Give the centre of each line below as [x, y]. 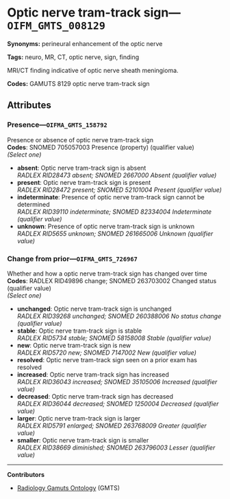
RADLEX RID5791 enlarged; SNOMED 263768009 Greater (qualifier [112, 425]
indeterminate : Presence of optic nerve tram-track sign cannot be [111, 197]
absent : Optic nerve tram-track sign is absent [81, 168]
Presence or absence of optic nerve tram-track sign [80, 140]
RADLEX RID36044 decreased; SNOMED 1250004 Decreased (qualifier [118, 403]
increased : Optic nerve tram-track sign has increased [93, 374]
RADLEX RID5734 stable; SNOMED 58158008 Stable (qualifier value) [114, 337]
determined [33, 204]
